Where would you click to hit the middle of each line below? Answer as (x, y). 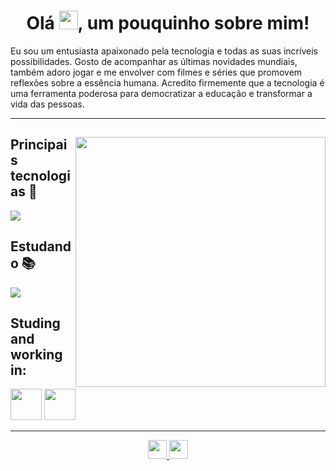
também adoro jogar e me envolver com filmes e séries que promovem (156, 72)
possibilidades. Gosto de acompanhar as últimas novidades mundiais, (154, 61)
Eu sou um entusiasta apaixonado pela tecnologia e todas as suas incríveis (164, 51)
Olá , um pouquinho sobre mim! (168, 23)
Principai (39, 145)
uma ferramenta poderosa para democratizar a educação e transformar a (161, 93)
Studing (35, 323)
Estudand (41, 246)
